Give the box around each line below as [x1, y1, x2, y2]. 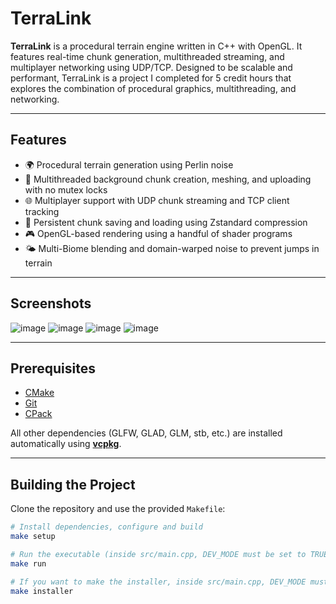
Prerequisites [10, 360, 96, 377]
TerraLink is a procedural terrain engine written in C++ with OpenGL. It [10, 40, 303, 52]
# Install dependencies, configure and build [10, 522, 203, 532]
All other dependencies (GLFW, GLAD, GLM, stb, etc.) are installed [10, 427, 283, 439]
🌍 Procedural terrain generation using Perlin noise [24, 158, 234, 171]
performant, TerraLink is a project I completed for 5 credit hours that [10, 72, 292, 84]
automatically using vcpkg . [10, 438, 122, 450]
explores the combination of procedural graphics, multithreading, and [10, 82, 297, 94]
